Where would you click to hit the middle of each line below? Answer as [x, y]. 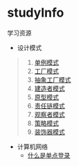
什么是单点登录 [49, 155]
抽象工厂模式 [52, 80]
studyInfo [36, 13]
